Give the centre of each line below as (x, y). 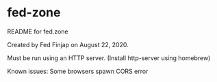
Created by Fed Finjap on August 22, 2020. (68, 44)
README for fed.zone (38, 31)
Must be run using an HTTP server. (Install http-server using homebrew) (109, 58)
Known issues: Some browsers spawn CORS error (78, 71)
